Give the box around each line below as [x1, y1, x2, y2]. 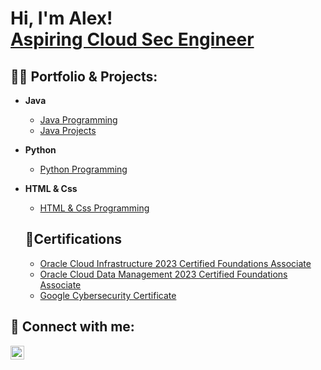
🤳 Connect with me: [10, 318, 135, 336]
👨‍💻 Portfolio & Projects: [10, 68, 158, 85]
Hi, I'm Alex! [10, 7, 113, 30]
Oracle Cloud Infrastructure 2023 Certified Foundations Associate [39, 257, 312, 269]
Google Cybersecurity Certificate [39, 289, 177, 301]
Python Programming [39, 163, 128, 175]
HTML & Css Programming [39, 202, 150, 214]
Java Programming [39, 114, 118, 126]
